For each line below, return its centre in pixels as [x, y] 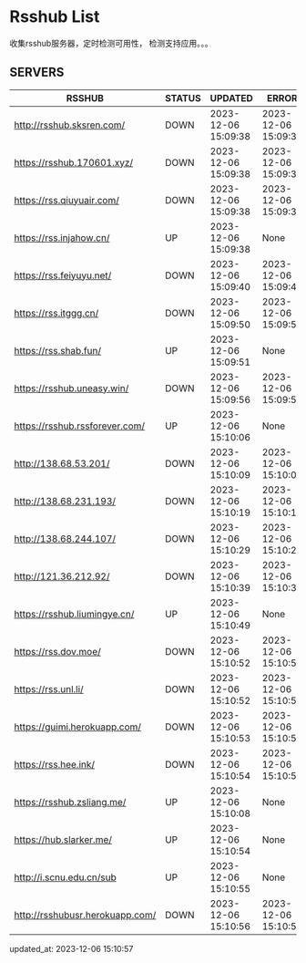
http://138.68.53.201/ [62, 463]
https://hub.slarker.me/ [63, 839]
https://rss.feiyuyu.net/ [63, 275]
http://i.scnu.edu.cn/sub [65, 877]
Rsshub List [55, 17]
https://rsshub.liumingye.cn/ [74, 614]
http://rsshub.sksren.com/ [70, 125]
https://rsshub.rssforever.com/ [80, 426]
